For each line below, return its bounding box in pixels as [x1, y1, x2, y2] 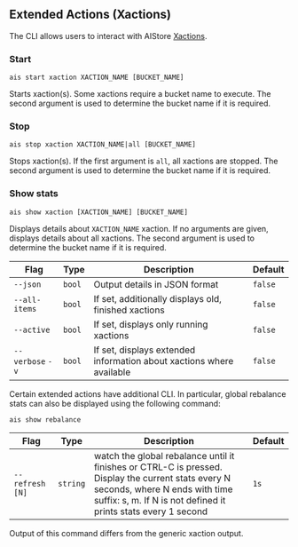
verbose [13, 356, 46, 367]
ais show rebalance [9, 415, 82, 424]
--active [13, 324, 51, 335]
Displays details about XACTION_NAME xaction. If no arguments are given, [9, 223, 269, 234]
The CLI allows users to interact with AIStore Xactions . [9, 30, 208, 41]
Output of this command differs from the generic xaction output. [9, 527, 244, 538]
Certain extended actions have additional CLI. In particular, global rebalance [9, 388, 286, 399]
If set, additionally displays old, [93, 292, 222, 305]
